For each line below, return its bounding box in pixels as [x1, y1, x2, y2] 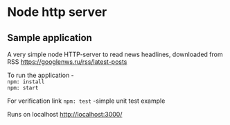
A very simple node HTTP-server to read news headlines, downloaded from [7, 50, 223, 58]
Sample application [7, 32, 92, 44]
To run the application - [7, 71, 74, 79]
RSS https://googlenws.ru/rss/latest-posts [7, 58, 127, 66]
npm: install [7, 78, 45, 85]
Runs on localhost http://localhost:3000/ [7, 110, 123, 118]
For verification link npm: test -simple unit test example [7, 97, 166, 105]
